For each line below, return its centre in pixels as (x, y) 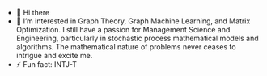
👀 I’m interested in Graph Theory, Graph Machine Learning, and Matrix (133, 21)
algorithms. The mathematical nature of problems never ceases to (126, 47)
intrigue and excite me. (54, 55)
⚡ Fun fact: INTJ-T (46, 64)
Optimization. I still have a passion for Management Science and (123, 30)
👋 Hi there (33, 13)
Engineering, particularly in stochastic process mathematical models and (137, 38)
